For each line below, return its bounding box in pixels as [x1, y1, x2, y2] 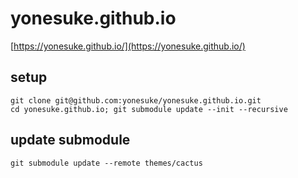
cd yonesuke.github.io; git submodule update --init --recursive [10, 104, 288, 114]
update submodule [10, 132, 131, 149]
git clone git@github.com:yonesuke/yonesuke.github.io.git [10, 95, 262, 106]
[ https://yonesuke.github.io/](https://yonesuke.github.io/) [10, 40, 246, 52]
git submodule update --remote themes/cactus [10, 158, 203, 168]
